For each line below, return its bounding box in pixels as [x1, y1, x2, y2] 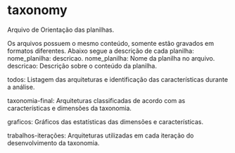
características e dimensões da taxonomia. [7, 104, 132, 112]
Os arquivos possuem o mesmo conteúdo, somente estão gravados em [7, 39, 215, 47]
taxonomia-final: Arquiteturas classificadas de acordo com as [7, 96, 186, 104]
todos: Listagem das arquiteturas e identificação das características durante [7, 75, 229, 83]
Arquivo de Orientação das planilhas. [7, 25, 115, 34]
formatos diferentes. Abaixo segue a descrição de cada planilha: [7, 47, 195, 55]
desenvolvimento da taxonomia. [7, 138, 100, 147]
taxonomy [7, 2, 68, 18]
